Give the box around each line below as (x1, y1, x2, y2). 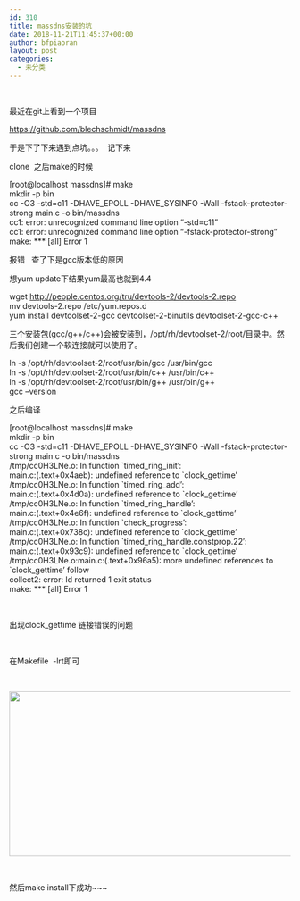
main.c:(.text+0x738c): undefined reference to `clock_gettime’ (9, 526, 237, 537)
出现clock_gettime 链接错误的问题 (9, 619, 134, 630)
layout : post (9, 46, 58, 55)
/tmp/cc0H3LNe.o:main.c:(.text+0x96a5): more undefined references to (9, 555, 274, 565)
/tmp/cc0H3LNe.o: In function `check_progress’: (9, 517, 187, 528)
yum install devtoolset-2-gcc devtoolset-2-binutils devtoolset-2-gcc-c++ (9, 310, 279, 321)
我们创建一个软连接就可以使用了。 (16, 339, 143, 350)
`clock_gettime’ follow (9, 564, 89, 575)
